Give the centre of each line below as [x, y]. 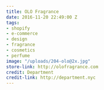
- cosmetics [21, 50]
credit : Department [30, 72]
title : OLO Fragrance [33, 12]
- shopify [18, 28]
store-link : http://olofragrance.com [52, 67]
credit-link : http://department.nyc [51, 78]
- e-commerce [22, 34]
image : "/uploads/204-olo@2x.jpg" [48, 61]
